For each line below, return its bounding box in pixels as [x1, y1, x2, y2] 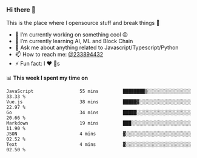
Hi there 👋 [6, 5, 36, 14]
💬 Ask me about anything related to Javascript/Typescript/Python [15, 44, 179, 51]
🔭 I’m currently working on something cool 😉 [15, 31, 129, 38]
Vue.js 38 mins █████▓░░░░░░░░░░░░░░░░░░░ [6, 99, 191, 105]
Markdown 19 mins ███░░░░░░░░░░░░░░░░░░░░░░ [6, 120, 191, 126]
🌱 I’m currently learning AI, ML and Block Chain [15, 38, 133, 45]
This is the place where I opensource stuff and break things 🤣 [6, 19, 160, 27]
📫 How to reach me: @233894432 [15, 51, 104, 58]
